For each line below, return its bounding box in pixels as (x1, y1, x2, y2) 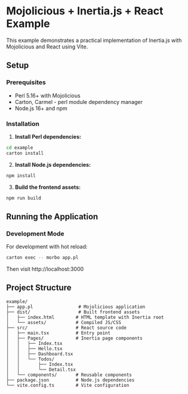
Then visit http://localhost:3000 (6, 265, 84, 273)
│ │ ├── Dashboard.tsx (6, 351, 73, 357)
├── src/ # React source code (6, 325, 127, 331)
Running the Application (6, 211, 98, 222)
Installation (6, 120, 40, 128)
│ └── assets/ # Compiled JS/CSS (6, 319, 121, 325)
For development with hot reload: (6, 243, 88, 251)
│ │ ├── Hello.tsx (6, 346, 63, 352)
